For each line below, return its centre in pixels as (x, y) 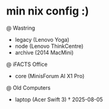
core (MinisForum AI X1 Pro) (50, 76)
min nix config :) (48, 11)
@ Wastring (21, 28)
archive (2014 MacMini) (44, 52)
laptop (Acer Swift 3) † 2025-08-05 (59, 99)
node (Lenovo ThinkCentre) (49, 46)
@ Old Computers (29, 88)
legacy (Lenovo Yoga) (42, 39)
